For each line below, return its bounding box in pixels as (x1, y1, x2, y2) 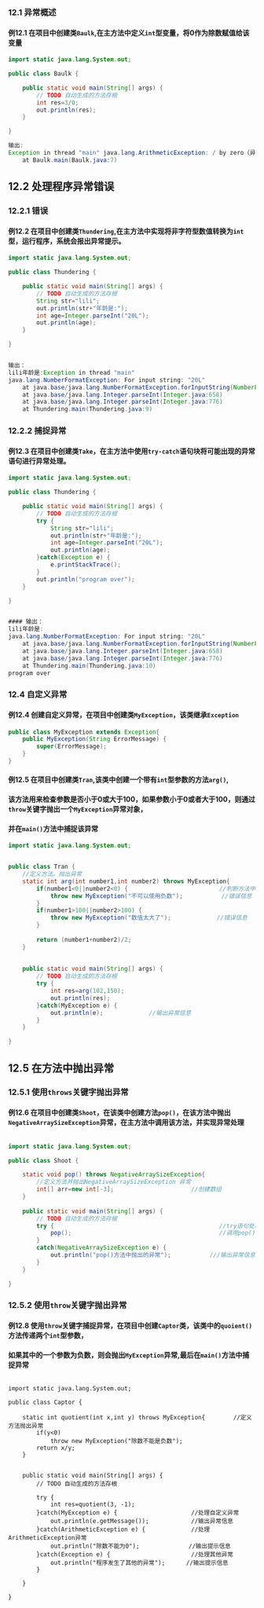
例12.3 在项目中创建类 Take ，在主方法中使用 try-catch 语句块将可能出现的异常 (8, 446, 255, 456)
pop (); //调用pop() (49, 1229, 256, 1237)
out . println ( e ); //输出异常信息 (49, 1009, 192, 1016)
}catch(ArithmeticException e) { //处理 (36, 1526, 211, 1533)
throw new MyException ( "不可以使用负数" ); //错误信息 (49, 892, 252, 900)
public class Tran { (8, 863, 76, 871)
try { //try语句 (36, 1222, 249, 1230)
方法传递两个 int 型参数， (8, 1331, 88, 1340)
